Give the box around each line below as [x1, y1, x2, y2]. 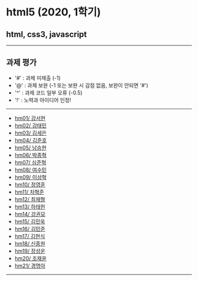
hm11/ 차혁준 [14, 188, 44, 195]
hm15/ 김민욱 [14, 218, 45, 225]
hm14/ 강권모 [14, 210, 46, 217]
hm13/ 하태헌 [14, 203, 45, 210]
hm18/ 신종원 [14, 240, 45, 247]
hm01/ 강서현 [14, 115, 46, 122]
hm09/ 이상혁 [14, 174, 47, 181]
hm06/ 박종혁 [14, 151, 47, 158]
